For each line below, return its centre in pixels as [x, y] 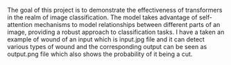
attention [20, 25]
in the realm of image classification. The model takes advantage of [102, 17]
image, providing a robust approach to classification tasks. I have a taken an [116, 32]
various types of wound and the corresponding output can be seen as [107, 47]
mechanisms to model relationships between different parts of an [127, 25]
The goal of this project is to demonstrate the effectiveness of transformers [115, 10]
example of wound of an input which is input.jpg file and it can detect [106, 39]
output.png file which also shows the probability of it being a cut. [100, 54]
